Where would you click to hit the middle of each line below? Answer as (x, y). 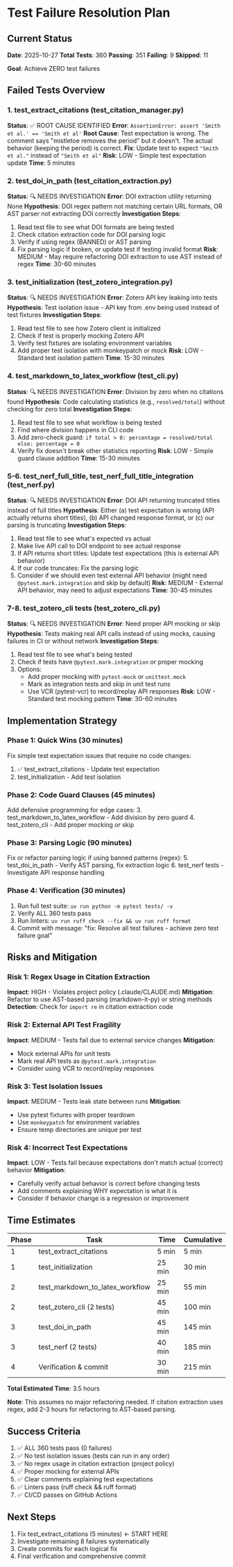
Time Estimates (42, 1220)
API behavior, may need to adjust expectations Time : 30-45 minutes (115, 590)
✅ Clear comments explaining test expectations (85, 1479)
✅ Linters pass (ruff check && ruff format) (77, 1487)
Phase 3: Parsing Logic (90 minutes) (70, 843)
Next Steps (32, 1517)
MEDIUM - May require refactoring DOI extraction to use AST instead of (120, 256)
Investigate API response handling (56, 873)
